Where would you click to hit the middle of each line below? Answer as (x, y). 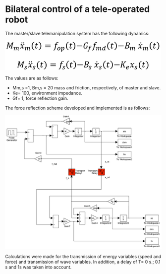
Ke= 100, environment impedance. (47, 93)
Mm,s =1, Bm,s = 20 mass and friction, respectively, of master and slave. (86, 87)
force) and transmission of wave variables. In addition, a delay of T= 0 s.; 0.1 (83, 262)
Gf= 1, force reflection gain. (40, 98)
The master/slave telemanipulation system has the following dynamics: (77, 33)
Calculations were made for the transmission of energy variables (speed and (83, 256)
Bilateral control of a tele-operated (78, 9)
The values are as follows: (32, 78)
